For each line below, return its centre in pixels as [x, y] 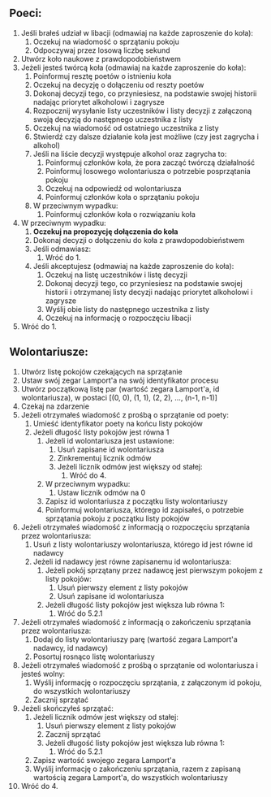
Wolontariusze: [49, 352]
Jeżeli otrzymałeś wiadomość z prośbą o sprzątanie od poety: [125, 414]
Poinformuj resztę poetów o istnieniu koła [102, 76]
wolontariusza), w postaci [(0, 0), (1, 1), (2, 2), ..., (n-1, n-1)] [119, 397]
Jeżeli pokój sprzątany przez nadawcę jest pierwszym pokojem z [154, 570]
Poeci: [26, 13]
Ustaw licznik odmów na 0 [101, 492]
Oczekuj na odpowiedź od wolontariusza [113, 188]
